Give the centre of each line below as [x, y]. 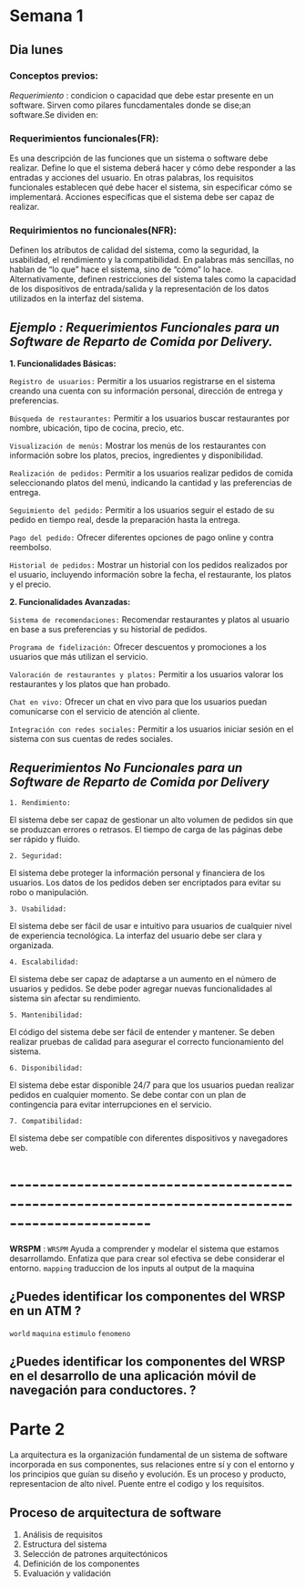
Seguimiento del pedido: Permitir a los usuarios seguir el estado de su [142, 510]
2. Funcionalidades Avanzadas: [70, 602]
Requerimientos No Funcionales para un [126, 768]
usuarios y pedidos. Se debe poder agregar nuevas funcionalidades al [141, 989]
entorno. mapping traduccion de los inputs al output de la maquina [132, 1269]
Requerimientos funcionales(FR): [84, 138]
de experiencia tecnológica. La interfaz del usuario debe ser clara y [136, 935]
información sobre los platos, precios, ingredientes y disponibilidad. [137, 455]
